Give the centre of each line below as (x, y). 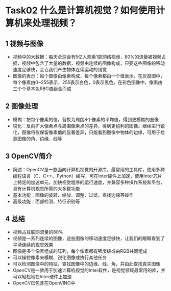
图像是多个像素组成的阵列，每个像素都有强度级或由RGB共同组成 (80, 251)
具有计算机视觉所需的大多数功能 (46, 189)
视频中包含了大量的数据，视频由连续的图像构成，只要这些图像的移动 (93, 63)
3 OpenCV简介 (29, 156)
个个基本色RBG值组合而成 (44, 89)
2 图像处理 (22, 106)
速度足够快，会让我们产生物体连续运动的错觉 (60, 70)
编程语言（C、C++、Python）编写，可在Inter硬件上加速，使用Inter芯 (85, 176)
